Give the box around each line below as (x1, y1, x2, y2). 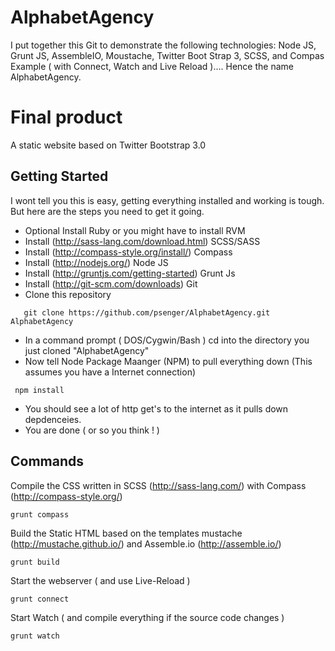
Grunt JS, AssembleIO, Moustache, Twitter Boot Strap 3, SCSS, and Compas (10, 49, 325, 61)
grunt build (10, 557, 60, 567)
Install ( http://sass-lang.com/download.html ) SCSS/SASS (24, 235, 261, 247)
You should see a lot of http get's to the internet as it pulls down (24, 402, 289, 415)
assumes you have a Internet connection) (24, 366, 197, 378)
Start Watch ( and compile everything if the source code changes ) (10, 611, 285, 623)
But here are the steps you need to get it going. (10, 205, 205, 217)
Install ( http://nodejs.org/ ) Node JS (24, 256, 169, 268)
